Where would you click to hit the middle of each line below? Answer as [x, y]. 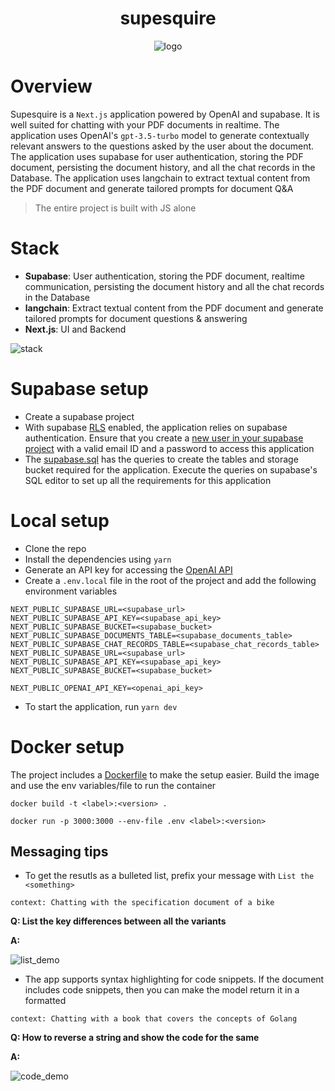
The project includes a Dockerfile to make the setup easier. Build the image [165, 774]
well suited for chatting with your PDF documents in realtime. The [145, 124]
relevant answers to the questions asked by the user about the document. [162, 146]
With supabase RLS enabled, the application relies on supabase [156, 427]
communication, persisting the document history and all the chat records [174, 286]
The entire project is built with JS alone [115, 208]
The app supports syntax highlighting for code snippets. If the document [174, 979]
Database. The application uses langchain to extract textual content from [160, 178]
